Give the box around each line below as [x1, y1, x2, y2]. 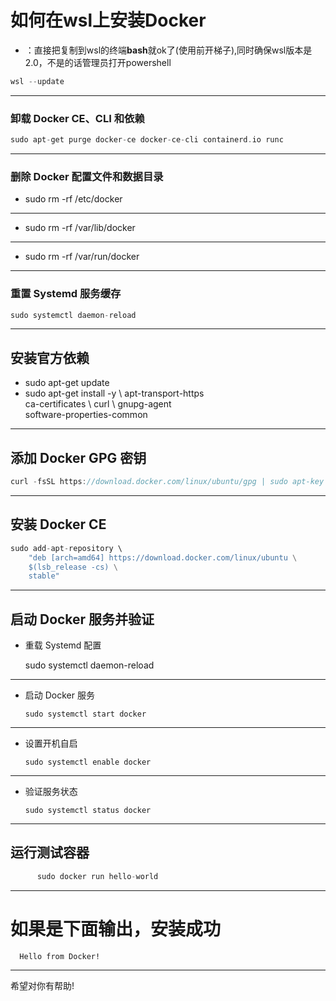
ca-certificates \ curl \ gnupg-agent [24, 398, 172, 410]
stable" [28, 571, 60, 581]
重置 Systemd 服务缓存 [10, 287, 122, 301]
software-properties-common [24, 409, 148, 421]
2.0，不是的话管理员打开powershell [24, 56, 172, 68]
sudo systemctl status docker [24, 806, 152, 816]
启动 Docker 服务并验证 [10, 611, 155, 628]
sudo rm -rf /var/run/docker [24, 251, 140, 263]
